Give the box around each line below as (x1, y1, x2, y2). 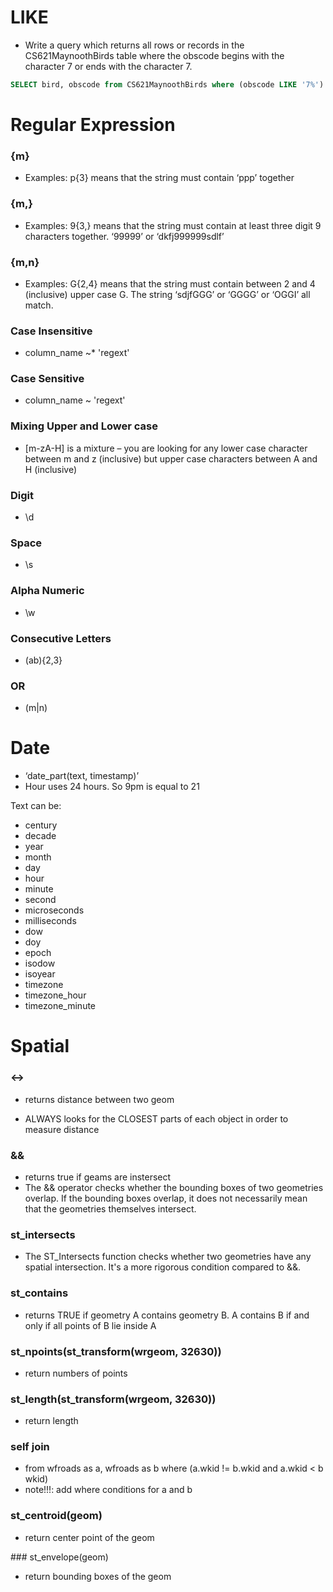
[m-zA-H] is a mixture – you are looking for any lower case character (24, 442, 308, 454)
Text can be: (10, 800, 62, 812)
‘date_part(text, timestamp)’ (24, 770, 140, 782)
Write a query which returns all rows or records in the (24, 39, 245, 51)
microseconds (24, 904, 85, 916)
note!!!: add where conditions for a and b (24, 1484, 193, 1496)
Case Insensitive (10, 324, 93, 338)
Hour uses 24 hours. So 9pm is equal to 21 (24, 781, 200, 793)
